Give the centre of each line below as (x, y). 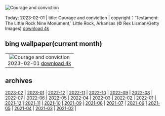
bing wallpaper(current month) (54, 44)
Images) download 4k (27, 29)
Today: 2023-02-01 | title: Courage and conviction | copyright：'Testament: (82, 18)
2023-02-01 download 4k (40, 63)
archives (19, 81)
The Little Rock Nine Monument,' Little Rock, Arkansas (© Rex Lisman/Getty (82, 23)
